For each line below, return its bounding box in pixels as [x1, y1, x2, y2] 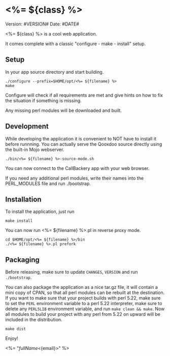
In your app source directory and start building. [5, 69, 104, 75]
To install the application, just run [5, 209, 75, 215]
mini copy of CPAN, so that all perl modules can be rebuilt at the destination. [5, 289, 165, 296]
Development [5, 122, 49, 131]
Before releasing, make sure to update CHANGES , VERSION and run [5, 269, 138, 275]
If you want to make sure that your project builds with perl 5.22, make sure [5, 295, 161, 301]
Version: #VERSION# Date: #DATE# [5, 21, 80, 27]
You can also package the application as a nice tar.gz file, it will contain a [5, 284, 158, 290]
